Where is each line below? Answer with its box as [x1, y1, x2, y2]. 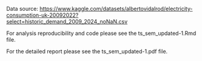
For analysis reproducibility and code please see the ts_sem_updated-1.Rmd [6, 30, 197, 37]
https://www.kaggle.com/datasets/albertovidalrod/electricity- [39, 5, 193, 12]
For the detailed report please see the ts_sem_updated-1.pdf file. [6, 48, 168, 55]
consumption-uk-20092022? [6, 11, 79, 19]
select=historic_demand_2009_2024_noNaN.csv [6, 18, 128, 25]
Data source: [6, 5, 38, 12]
